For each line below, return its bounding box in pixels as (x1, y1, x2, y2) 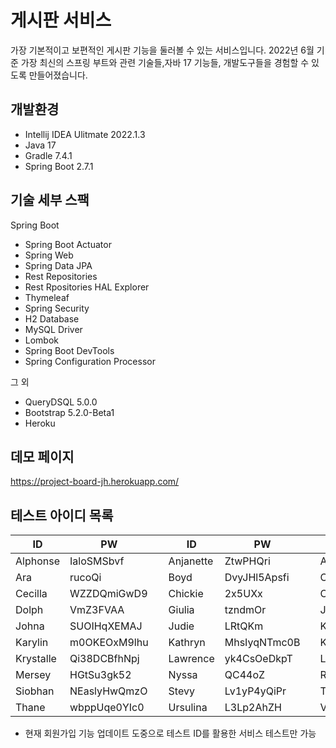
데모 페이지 (10, 448, 75, 465)
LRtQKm (224, 619, 264, 633)
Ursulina (168, 701, 208, 715)
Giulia (168, 603, 195, 617)
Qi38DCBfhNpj (69, 652, 140, 666)
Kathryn (168, 636, 206, 650)
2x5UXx (224, 587, 263, 601)
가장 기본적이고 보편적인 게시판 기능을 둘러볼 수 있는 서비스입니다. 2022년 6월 (10, 44, 315, 56)
